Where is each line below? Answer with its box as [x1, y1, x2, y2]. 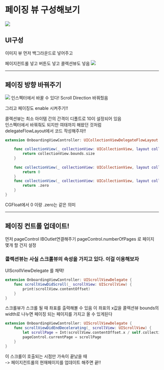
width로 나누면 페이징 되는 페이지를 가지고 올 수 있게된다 [5, 311, 113, 317]
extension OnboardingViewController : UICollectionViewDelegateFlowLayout [5, 138, 159, 143]
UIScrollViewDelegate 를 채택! [5, 268, 64, 273]
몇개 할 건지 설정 [5, 242, 37, 248]
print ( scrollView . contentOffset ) [22, 286, 91, 292]
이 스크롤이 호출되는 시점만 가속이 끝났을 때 [5, 353, 87, 359]
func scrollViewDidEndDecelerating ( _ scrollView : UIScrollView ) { [14, 325, 152, 331]
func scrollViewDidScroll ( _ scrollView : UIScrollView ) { [14, 282, 132, 287]
